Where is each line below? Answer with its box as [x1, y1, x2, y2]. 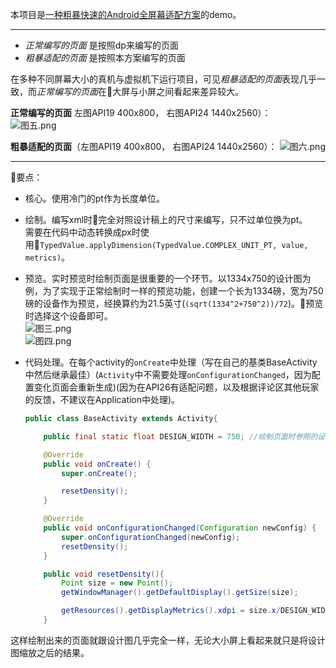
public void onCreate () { [43, 459, 152, 469]
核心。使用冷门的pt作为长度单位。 [24, 193, 165, 204]
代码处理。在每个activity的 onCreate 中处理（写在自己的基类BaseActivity [24, 356, 318, 368]
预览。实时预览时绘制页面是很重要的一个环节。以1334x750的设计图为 [24, 273, 312, 284]
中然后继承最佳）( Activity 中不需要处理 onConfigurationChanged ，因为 [24, 369, 312, 380]
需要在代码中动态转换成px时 [24, 226, 141, 238]
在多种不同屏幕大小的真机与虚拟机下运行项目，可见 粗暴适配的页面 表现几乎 [10, 73, 317, 85]
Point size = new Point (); [61, 578, 174, 588]
